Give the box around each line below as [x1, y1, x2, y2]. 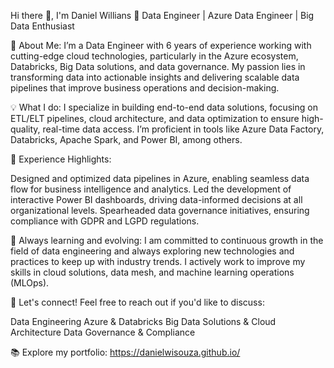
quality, [10, 123, 41, 135]
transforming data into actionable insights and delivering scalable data [10, 71, 300, 83]
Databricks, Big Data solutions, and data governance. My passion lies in [10, 61, 306, 72]
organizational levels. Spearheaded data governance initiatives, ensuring [10, 205, 310, 216]
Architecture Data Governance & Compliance [10, 326, 196, 338]
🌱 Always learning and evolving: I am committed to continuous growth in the [10, 235, 324, 246]
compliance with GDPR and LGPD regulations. [10, 215, 200, 227]
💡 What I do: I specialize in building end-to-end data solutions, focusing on [10, 101, 318, 113]
